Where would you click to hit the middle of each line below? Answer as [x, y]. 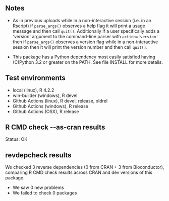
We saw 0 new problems [38, 187]
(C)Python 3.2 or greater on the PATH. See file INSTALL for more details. [88, 62]
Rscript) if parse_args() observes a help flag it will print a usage [79, 26]
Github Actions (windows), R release [50, 106]
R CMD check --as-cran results [55, 127]
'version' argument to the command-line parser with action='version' [86, 36]
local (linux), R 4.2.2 [33, 90]
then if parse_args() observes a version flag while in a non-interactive [85, 42]
